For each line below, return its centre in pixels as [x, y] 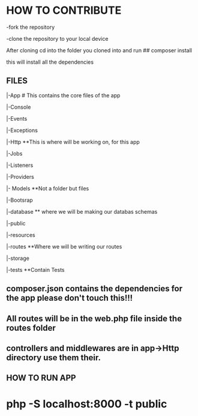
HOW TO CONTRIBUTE [64, 11]
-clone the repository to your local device [57, 38]
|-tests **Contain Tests [35, 270]
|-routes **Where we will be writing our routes [64, 246]
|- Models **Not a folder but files [48, 188]
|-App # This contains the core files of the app [63, 95]
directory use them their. [53, 357]
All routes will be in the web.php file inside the [94, 318]
